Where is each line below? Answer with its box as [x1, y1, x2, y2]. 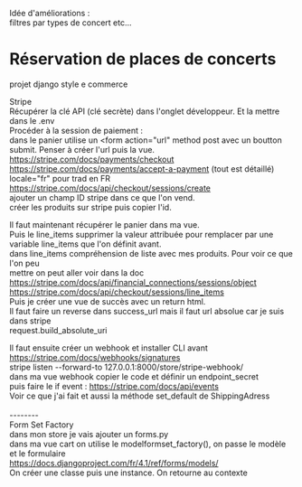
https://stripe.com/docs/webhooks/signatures [9, 351, 181, 362]
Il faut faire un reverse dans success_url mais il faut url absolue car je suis [9, 305, 285, 316]
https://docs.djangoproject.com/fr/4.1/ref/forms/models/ [9, 457, 219, 468]
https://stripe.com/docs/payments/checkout [9, 154, 175, 164]
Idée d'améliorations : [9, 8, 90, 18]
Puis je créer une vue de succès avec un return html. [9, 295, 206, 306]
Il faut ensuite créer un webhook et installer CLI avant [9, 342, 208, 353]
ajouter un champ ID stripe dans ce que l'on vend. [9, 192, 196, 202]
